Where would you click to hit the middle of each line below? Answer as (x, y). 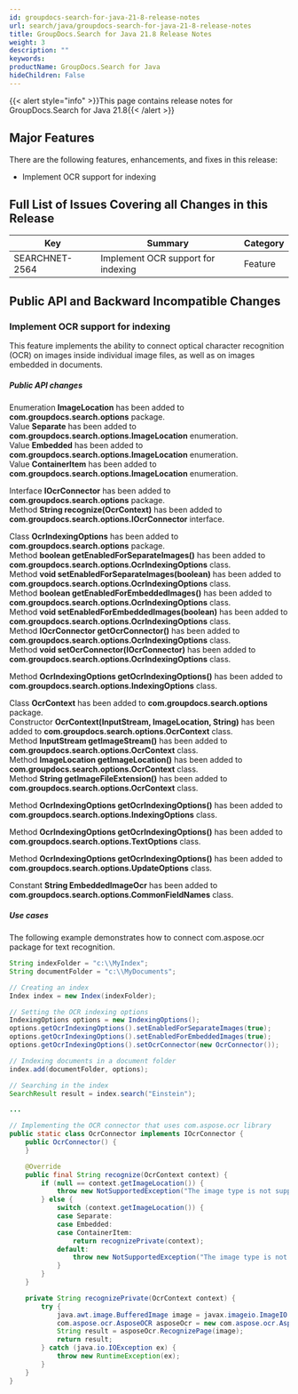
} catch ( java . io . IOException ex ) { (109, 1348)
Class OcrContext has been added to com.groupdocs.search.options (138, 703)
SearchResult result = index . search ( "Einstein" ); (103, 1094)
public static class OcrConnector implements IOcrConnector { (126, 1134)
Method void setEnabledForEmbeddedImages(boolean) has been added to (149, 612)
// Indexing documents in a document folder (93, 1061)
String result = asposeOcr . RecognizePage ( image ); (150, 1331)
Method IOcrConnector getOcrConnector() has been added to (125, 631)
